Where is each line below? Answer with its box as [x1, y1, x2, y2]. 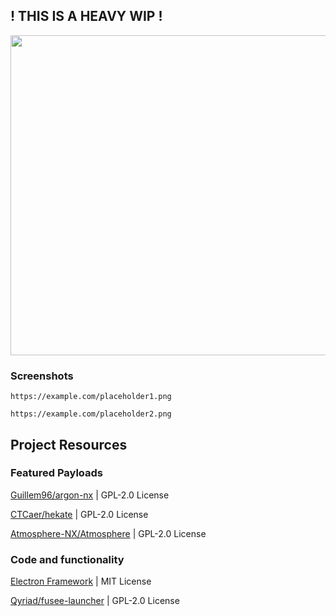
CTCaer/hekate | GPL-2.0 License [10, 508, 149, 520]
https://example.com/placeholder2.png [10, 409, 172, 419]
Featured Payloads [10, 466, 104, 480]
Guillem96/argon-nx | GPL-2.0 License [10, 489, 170, 501]
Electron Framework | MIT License [10, 575, 152, 588]
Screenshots [10, 369, 74, 383]
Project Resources [10, 436, 128, 453]
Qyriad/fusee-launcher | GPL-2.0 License [10, 595, 180, 607]
